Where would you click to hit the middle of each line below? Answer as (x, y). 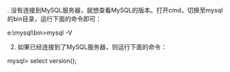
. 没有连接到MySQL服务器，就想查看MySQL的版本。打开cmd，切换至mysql (115, 10)
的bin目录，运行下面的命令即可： (55, 19)
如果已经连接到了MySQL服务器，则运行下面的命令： (92, 47)
